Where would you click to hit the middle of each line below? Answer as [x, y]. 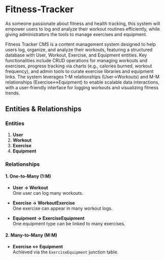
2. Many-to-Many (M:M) [31, 235]
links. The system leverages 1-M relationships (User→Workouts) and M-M [82, 76]
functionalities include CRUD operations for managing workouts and [76, 60]
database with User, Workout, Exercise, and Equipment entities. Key [76, 55]
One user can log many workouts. [48, 193]
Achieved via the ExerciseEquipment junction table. [65, 252]
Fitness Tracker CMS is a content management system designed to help [80, 44]
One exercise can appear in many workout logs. [62, 208]
